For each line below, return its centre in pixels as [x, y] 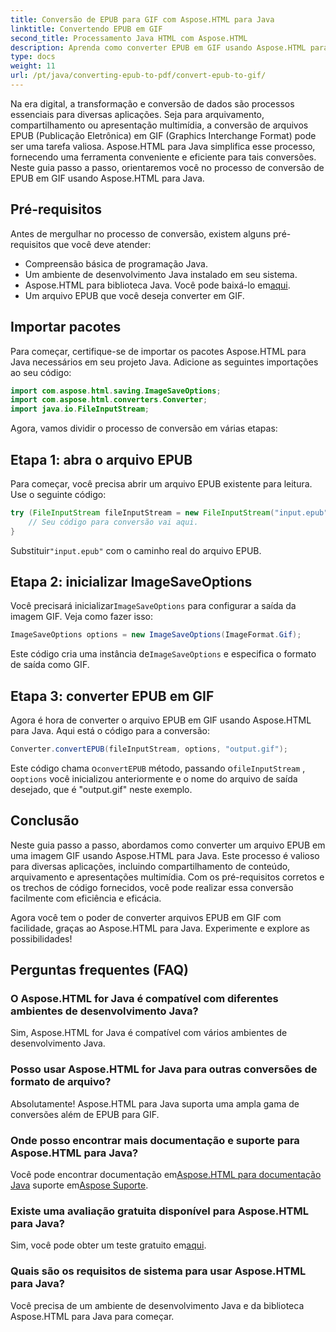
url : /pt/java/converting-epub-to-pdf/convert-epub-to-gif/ [138, 76]
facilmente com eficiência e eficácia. [86, 898]
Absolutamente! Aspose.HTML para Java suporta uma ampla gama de [155, 1103]
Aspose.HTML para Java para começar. [92, 1316]
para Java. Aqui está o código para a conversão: [110, 731]
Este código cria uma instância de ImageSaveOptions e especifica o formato [163, 654]
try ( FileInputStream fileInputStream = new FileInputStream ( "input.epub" [169, 512]
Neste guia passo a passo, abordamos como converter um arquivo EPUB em [168, 845]
